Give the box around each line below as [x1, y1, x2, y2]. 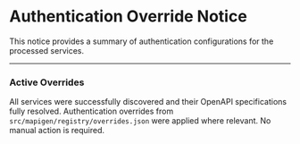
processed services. [9, 45, 85, 55]
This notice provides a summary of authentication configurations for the [9, 36, 274, 47]
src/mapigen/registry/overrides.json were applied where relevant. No [9, 115, 271, 126]
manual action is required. [9, 125, 105, 136]
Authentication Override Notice [9, 6, 247, 27]
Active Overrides [9, 76, 85, 89]
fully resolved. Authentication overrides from [9, 106, 174, 117]
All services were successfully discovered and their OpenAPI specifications [9, 97, 287, 107]
